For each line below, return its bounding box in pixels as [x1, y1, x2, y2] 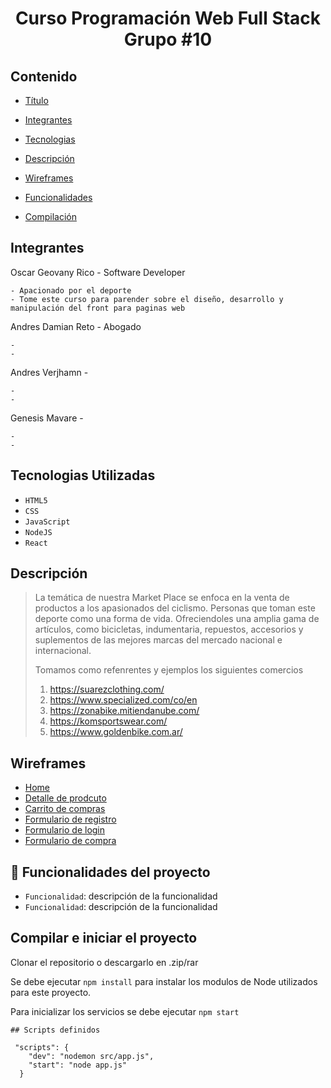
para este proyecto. [10, 986, 92, 998]
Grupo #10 [123, 28, 213, 51]
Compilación [24, 211, 77, 222]
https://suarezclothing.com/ [49, 683, 165, 696]
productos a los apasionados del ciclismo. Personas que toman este [34, 602, 316, 614]
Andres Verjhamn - [10, 366, 89, 378]
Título [24, 95, 49, 106]
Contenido [10, 68, 78, 85]
